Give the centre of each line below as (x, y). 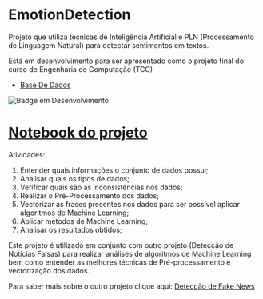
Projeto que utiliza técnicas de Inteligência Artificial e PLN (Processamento (131, 37)
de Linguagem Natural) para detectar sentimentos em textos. (109, 45)
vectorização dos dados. (49, 270)
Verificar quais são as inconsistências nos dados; (101, 187)
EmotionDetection (70, 15)
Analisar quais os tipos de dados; (74, 178)
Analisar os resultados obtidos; (71, 229)
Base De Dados (45, 85)
